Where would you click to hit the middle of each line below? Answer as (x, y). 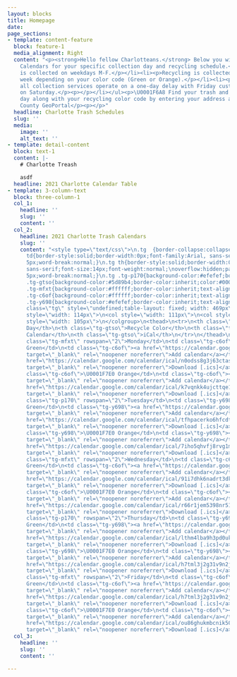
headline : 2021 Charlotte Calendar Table (75, 184)
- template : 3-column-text (47, 190)
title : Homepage (31, 20)
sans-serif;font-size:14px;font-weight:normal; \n (100, 269)
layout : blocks (30, 14)
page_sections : (30, 33)
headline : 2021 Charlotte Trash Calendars (83, 236)
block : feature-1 (39, 47)
